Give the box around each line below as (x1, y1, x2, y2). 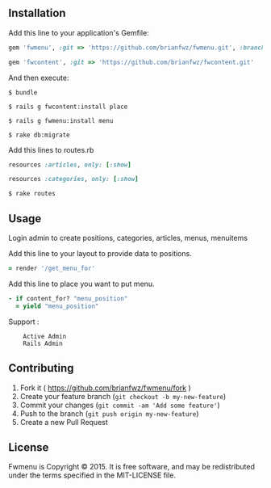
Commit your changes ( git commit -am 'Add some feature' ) (19, 400, 220, 410)
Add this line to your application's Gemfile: (8, 27, 149, 37)
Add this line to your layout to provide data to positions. (8, 249, 192, 259)
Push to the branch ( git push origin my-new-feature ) (19, 408, 199, 419)
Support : (8, 317, 40, 326)
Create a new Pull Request (19, 417, 109, 427)
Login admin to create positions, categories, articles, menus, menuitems (8, 233, 248, 243)
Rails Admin (23, 339, 63, 347)
